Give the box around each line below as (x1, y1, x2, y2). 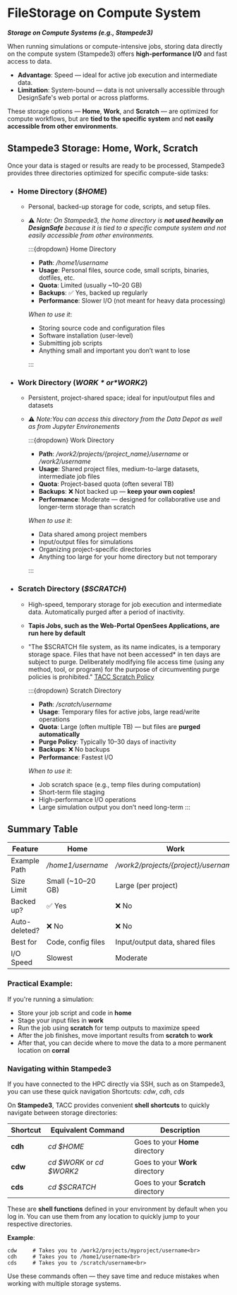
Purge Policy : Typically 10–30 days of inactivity (38, 737, 176, 746)
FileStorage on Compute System (7, 5, 201, 21)
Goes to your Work (133, 1157, 197, 1167)
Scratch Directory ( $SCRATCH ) (17, 584, 127, 594)
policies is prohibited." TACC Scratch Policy (28, 673, 154, 681)
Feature (11, 844, 39, 854)
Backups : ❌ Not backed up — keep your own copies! (38, 487, 195, 496)
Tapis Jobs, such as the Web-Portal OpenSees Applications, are (28, 621, 220, 629)
